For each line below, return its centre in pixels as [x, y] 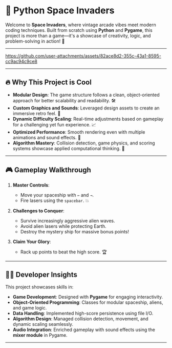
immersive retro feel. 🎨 [37, 113]
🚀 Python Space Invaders [60, 11]
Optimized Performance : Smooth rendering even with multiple [79, 132]
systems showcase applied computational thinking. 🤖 [69, 148]
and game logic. [30, 308]
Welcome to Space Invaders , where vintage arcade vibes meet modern [81, 25]
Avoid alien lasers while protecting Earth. [63, 226]
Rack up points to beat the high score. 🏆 [64, 252]
